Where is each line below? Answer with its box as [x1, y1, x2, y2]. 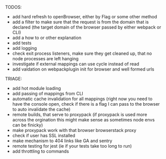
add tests [12, 40, 32, 46]
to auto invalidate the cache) [12, 106, 71, 112]
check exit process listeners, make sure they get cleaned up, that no [12, 50, 152, 56]
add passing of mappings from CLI [12, 91, 83, 96]
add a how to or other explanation [12, 35, 82, 40]
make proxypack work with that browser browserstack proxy [12, 127, 137, 133]
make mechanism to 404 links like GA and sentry [12, 138, 112, 144]
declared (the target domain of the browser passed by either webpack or [12, 24, 162, 30]
